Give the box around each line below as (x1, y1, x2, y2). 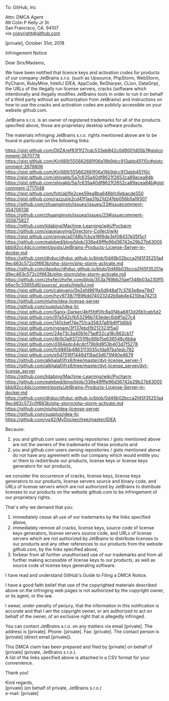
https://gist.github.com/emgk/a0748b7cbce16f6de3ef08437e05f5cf (5, 233, 147, 240)
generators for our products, (12, 463, 72, 469)
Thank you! (5, 670, 29, 676)
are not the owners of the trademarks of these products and (12, 442, 138, 447)
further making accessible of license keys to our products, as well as (12, 557, 155, 563)
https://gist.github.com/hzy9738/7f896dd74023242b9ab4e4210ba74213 (5, 293, 157, 298)
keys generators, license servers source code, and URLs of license (12, 530, 152, 536)
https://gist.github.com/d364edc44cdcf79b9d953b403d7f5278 (5, 341, 138, 347)
